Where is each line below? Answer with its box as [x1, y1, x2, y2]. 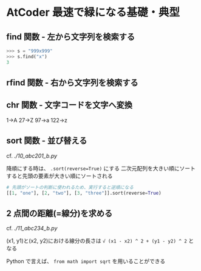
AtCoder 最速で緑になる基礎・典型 [6, 5, 180, 19]
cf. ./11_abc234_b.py [6, 225, 58, 232]
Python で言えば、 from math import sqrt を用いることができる [6, 258, 166, 265]
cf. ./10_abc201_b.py [6, 152, 58, 159]
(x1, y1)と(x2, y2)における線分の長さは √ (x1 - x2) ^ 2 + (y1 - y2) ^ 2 [6, 237, 187, 244]
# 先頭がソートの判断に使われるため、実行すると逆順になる [6, 184, 134, 190]
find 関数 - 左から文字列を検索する [6, 32, 135, 42]
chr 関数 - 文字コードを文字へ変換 [6, 100, 132, 110]
